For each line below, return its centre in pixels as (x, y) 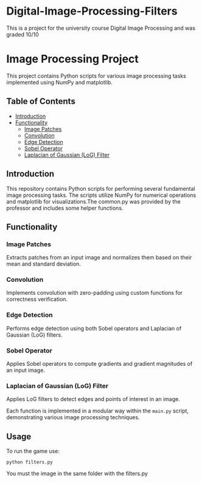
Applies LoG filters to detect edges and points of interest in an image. (93, 399)
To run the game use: (33, 451)
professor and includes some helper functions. (65, 208)
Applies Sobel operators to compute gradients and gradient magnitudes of (99, 364)
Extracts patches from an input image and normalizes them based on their (99, 258)
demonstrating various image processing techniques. (73, 417)
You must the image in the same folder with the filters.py (77, 474)
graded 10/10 (23, 34)
